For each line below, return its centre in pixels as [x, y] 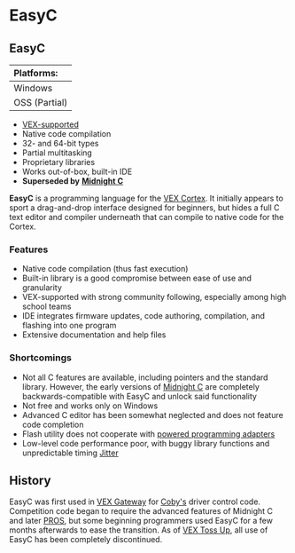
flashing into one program [69, 326]
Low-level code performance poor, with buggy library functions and [146, 443]
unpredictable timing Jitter [70, 453]
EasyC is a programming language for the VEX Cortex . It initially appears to [146, 198]
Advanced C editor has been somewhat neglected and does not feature [152, 415]
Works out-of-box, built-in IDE [77, 171]
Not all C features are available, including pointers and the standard [145, 377]
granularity [42, 288]
